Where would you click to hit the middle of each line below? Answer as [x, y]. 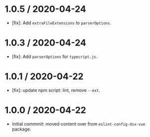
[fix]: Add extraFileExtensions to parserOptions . [61, 23]
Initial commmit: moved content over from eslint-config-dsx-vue [78, 124]
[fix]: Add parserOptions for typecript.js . [55, 56]
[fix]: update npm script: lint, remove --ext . [56, 90]
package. [21, 129]
